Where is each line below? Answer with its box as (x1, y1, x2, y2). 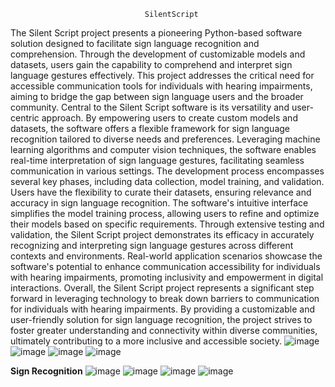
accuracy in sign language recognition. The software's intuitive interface (10, 197, 309, 209)
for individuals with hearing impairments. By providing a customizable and (10, 303, 315, 315)
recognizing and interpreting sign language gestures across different (10, 240, 294, 251)
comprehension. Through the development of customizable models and (10, 48, 306, 60)
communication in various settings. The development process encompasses (10, 165, 325, 177)
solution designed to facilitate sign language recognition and (10, 38, 260, 49)
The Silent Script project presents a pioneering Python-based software (10, 27, 303, 39)
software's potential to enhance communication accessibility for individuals (10, 261, 321, 272)
